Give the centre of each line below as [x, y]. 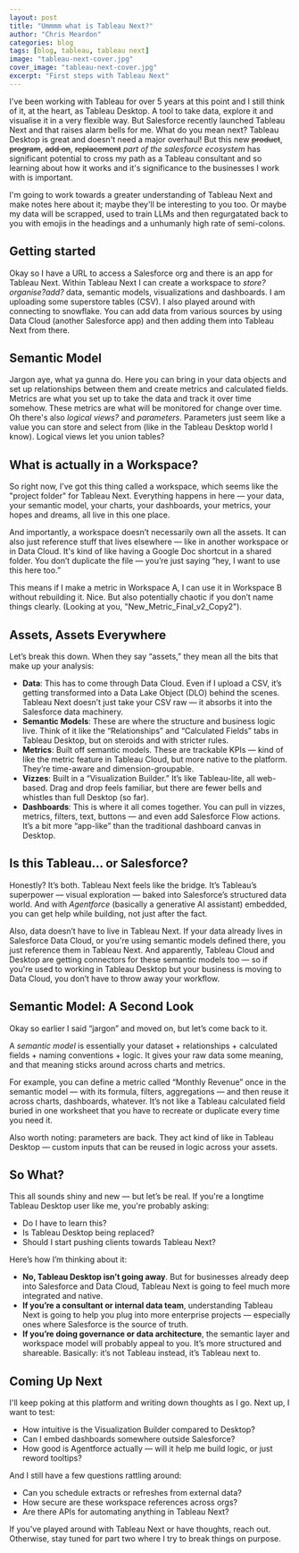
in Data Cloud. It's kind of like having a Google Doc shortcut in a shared [141, 551]
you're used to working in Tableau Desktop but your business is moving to [145, 968]
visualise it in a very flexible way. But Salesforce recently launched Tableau [147, 120]
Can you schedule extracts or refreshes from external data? [132, 1493]
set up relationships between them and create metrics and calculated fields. [149, 389]
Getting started [53, 252]
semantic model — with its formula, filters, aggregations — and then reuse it [149, 1091]
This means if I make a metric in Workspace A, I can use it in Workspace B [146, 588]
